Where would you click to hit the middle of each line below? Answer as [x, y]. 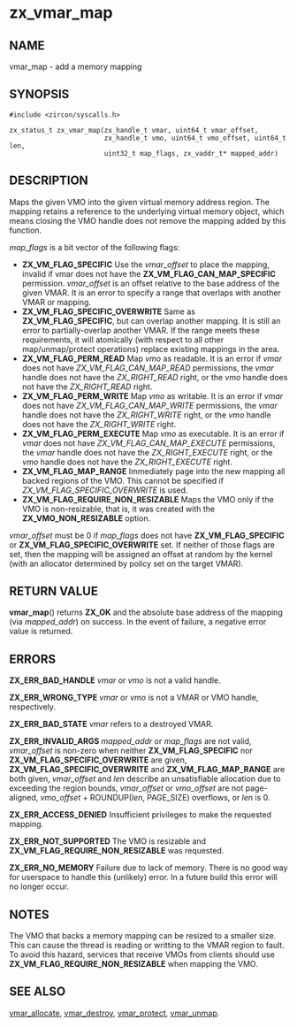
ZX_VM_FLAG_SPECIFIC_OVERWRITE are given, [98, 760]
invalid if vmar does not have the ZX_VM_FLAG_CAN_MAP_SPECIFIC [149, 273]
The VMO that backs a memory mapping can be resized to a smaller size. [143, 936]
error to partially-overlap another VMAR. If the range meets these [141, 330]
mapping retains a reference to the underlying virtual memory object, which [147, 211]
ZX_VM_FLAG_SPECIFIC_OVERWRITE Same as [109, 311]
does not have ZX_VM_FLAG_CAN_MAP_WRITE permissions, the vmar [150, 405]
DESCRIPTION [49, 181]
